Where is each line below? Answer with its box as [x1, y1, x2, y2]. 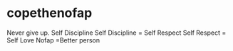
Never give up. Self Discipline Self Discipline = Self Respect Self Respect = [6, 28, 227, 37]
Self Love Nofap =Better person [6, 35, 100, 44]
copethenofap [6, 5, 93, 21]
